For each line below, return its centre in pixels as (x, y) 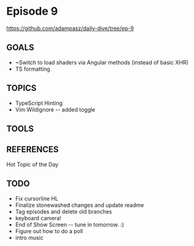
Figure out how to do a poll (49, 231)
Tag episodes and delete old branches (63, 211)
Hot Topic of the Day (32, 164)
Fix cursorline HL (37, 198)
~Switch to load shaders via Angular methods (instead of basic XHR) (102, 62)
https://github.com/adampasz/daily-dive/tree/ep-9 (70, 28)
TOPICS (21, 88)
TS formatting (32, 69)
